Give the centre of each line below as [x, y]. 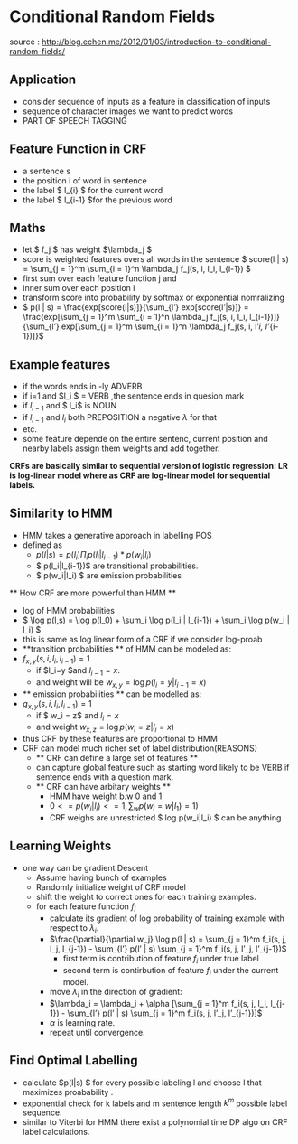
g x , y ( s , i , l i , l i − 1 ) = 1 [57, 704]
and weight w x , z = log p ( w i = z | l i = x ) [105, 728]
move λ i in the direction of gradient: [116, 993]
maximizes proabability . [68, 1092]
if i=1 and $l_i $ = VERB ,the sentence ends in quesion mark [133, 396]
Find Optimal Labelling [74, 1060]
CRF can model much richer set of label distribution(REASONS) [140, 748]
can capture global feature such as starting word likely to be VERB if [163, 768]
